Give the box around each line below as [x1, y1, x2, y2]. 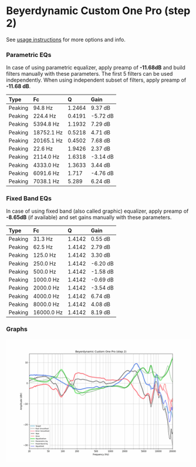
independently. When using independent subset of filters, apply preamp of [6, 76, 187, 83]
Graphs [6, 325, 28, 333]
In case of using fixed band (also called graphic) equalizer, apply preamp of [6, 207, 189, 215]
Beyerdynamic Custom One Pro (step [6, 4, 191, 18]
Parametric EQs [6, 51, 52, 59]
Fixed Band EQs [6, 194, 52, 202]
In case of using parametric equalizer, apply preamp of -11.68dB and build [6, 64, 186, 71]
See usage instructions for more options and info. [6, 36, 126, 43]
